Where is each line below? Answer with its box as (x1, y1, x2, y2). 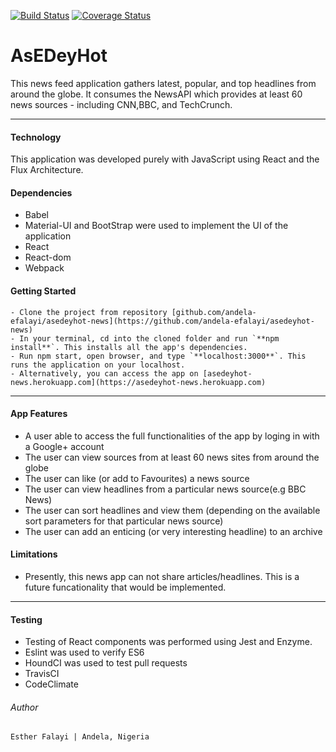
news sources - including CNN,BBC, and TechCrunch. (10, 98, 233, 110)
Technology (10, 131, 62, 143)
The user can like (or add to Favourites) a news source (24, 472, 250, 484)
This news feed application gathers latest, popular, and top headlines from (10, 77, 317, 89)
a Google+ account (24, 440, 105, 452)
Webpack (24, 262, 65, 274)
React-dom (24, 251, 72, 264)
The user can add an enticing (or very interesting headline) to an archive (24, 525, 323, 537)
